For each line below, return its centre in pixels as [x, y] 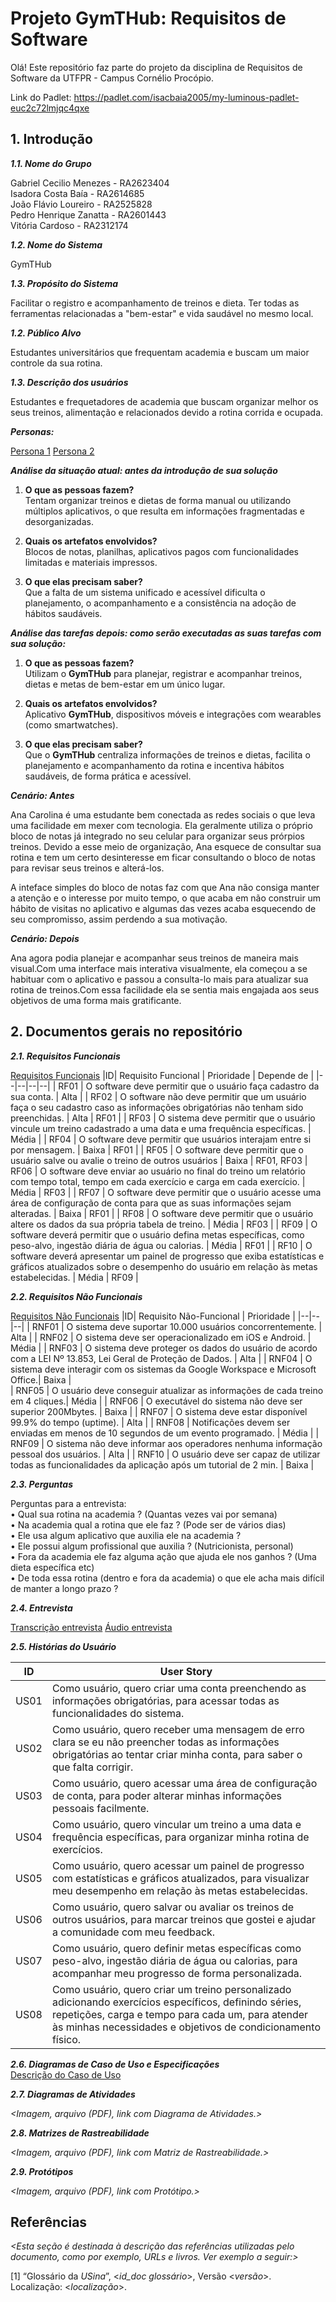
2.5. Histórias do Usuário [63, 1646]
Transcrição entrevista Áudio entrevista [91, 1627]
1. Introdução [51, 139]
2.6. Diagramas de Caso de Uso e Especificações [115, 2064]
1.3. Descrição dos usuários [69, 382]
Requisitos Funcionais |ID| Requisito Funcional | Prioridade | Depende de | [162, 1075]
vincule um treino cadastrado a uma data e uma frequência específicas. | [161, 1128]
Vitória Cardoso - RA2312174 [69, 225]
